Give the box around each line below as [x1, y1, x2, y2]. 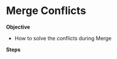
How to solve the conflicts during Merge [14, 34, 112, 41]
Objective [6, 23, 30, 30]
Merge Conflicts [6, 4, 87, 18]
